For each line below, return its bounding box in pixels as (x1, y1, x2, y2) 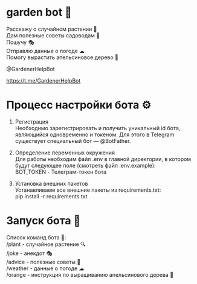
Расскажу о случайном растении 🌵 (6, 25, 97, 33)
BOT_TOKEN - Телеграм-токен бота (15, 168, 107, 175)
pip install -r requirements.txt (15, 192, 88, 200)
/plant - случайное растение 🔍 (6, 241, 86, 248)
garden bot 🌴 (6, 5, 73, 19)
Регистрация (15, 118, 49, 125)
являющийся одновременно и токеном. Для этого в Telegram (15, 131, 175, 138)
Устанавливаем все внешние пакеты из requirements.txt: (15, 186, 161, 194)
